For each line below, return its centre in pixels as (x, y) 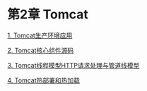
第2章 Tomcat (48, 14)
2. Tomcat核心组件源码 (41, 50)
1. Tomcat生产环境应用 (40, 35)
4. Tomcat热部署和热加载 (43, 80)
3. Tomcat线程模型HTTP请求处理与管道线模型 (73, 65)
